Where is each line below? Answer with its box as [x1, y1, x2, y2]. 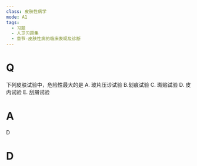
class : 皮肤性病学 [6, 8, 47, 15]
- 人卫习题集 [11, 31, 39, 36]
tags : [6, 19, 19, 25]
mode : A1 [6, 14, 28, 20]
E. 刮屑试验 [22, 89, 50, 96]
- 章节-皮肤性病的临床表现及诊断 [11, 36, 81, 42]
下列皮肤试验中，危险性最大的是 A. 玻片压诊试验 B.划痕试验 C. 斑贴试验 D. [6, 81, 185, 88]
